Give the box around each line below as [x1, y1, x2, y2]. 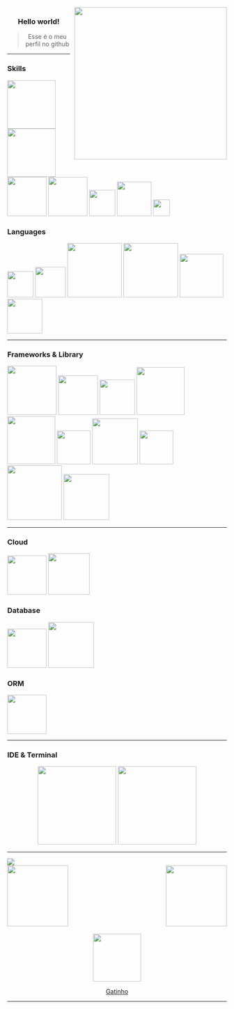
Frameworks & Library [7, 350, 84, 359]
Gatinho [105, 987, 129, 996]
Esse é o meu [27, 33, 68, 41]
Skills [7, 64, 26, 74]
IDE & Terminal [7, 750, 58, 760]
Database [7, 606, 40, 616]
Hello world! [17, 17, 60, 26]
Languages [7, 226, 47, 236]
